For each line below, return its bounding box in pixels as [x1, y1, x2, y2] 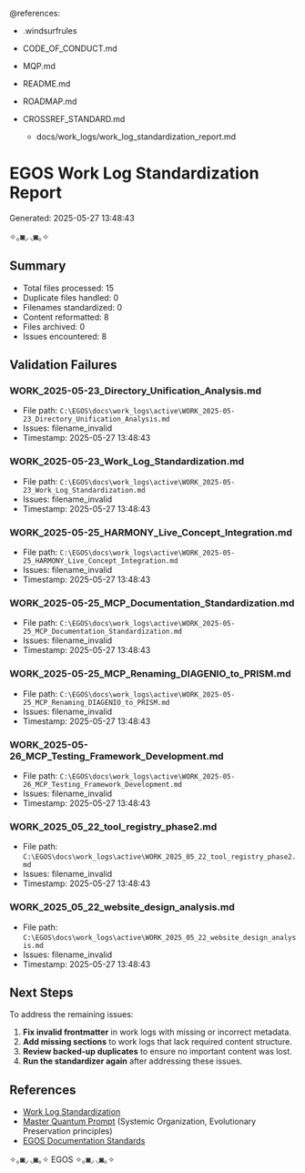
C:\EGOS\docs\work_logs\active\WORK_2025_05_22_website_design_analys [22, 933, 297, 942]
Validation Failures [9, 357, 117, 372]
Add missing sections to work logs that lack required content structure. [22, 1036, 293, 1047]
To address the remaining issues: [9, 1009, 134, 1020]
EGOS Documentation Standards [22, 1136, 146, 1147]
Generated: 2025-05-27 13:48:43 [9, 212, 135, 223]
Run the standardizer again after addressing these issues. [22, 1056, 243, 1066]
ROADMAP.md [22, 96, 77, 107]
